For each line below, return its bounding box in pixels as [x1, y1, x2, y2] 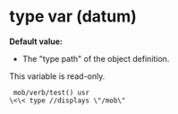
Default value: [9, 36, 63, 47]
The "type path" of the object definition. [21, 53, 170, 64]
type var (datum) [9, 6, 137, 27]
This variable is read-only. [9, 70, 106, 82]
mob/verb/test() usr [13, 88, 90, 97]
